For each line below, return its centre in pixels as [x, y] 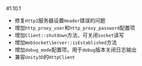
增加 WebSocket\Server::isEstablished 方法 [66, 42]
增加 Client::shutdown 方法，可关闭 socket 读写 [69, 35]
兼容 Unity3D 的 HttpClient [45, 57]
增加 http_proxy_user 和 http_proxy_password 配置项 [75, 28]
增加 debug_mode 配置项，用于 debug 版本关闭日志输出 [75, 50]
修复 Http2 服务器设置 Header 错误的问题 [60, 20]
